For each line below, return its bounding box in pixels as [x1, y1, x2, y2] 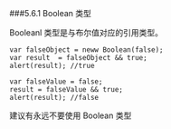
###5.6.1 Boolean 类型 [9, 8, 92, 18]
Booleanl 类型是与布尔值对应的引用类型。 [9, 27, 164, 38]
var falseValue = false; [9, 77, 103, 86]
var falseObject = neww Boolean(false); [9, 45, 165, 55]
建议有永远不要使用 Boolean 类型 [9, 110, 132, 121]
